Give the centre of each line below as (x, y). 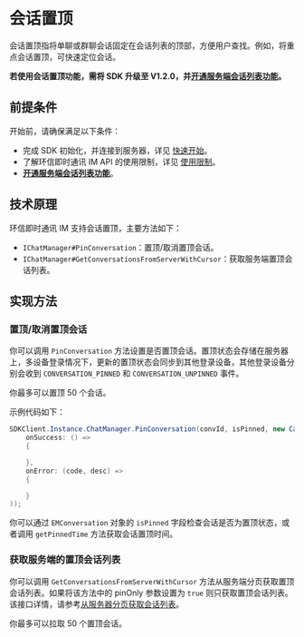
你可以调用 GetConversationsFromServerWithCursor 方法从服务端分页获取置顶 (152, 581)
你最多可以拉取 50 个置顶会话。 (68, 623)
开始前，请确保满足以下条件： (65, 131)
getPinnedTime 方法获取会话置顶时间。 (106, 534)
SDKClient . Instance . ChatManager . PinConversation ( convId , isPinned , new (147, 429)
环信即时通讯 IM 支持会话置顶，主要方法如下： (96, 228)
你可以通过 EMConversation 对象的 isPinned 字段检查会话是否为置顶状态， (146, 523)
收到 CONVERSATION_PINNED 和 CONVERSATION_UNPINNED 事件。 (134, 374)
